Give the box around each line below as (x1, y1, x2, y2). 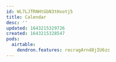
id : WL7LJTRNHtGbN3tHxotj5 (6, 8, 73, 15)
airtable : (11, 42, 36, 48)
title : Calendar (6, 14, 46, 20)
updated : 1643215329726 (6, 25, 65, 31)
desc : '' (6, 19, 28, 25)
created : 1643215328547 (6, 31, 65, 37)
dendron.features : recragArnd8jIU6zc (17, 47, 111, 53)
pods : (6, 36, 20, 42)
